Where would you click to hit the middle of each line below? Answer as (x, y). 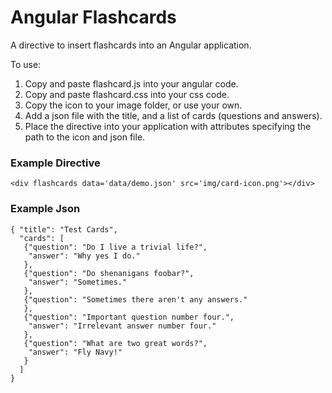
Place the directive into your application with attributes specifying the (168, 126)
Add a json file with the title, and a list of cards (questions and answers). (173, 115)
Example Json (45, 209)
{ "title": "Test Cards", (64, 229)
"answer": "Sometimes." (78, 282)
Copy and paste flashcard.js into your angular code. (131, 83)
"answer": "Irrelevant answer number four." (122, 326)
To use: (26, 64)
